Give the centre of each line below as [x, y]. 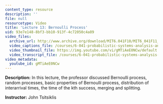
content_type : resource [29, 9]
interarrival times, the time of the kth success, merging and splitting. [73, 88]
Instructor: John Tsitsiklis [31, 97]
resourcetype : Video [26, 23]
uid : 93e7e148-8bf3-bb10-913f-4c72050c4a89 [50, 32]
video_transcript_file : [33, 55]
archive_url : [23, 41]
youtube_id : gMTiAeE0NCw [34, 64]
